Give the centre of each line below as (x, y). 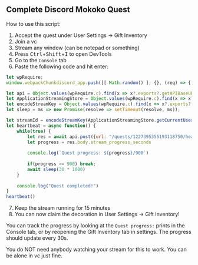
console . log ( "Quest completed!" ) (58, 186)
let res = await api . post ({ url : (67, 137)
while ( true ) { (34, 131)
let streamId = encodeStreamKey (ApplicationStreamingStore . (82, 120)
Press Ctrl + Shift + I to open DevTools (63, 54)
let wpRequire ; (25, 77)
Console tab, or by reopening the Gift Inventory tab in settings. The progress (99, 232)
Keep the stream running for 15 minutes (62, 208)
